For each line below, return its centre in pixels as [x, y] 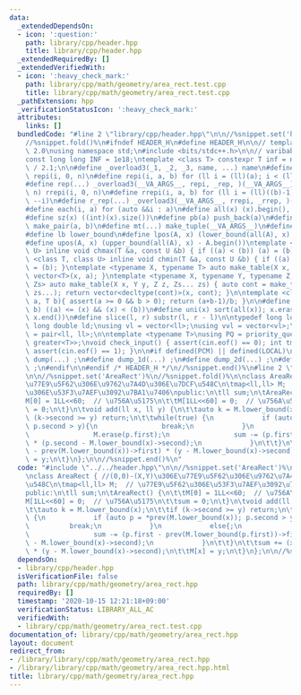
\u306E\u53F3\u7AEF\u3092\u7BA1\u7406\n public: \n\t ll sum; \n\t [146, 393]
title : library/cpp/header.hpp [84, 51]
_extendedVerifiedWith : [61, 68]
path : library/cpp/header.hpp [82, 43]
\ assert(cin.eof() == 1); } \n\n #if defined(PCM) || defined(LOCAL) [156, 351]
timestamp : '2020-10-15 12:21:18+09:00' [94, 602]
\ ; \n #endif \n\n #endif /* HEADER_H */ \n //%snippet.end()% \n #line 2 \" [160, 368]
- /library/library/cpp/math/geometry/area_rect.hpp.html [120, 668]
